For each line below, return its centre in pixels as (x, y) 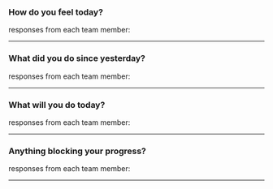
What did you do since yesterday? (77, 58)
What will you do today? (57, 105)
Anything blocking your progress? (77, 151)
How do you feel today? (56, 12)
